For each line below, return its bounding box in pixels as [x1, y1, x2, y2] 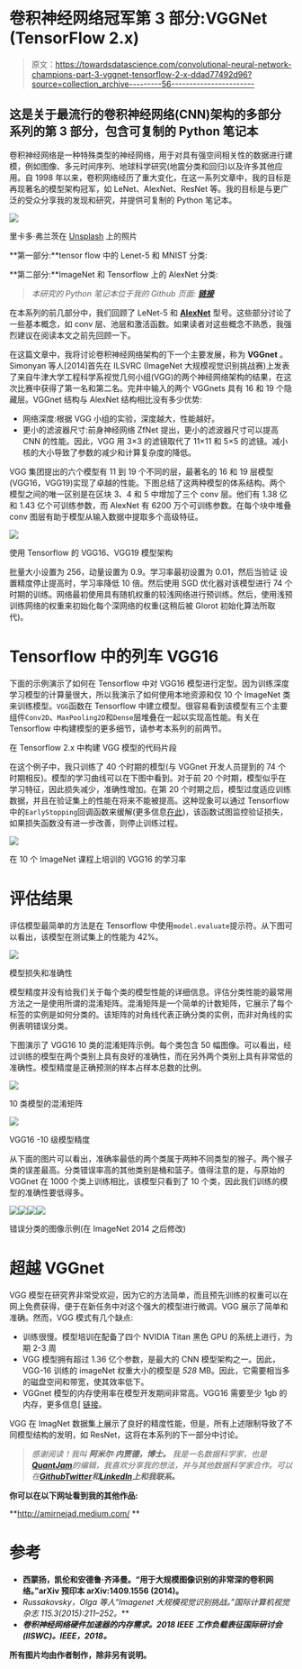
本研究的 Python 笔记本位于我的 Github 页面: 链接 [31, 287, 214, 298]
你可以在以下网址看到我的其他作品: [9, 1490, 138, 1500]
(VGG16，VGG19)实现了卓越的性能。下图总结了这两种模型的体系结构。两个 [9, 477, 286, 488]
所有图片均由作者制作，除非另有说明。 [9, 1649, 151, 1660]
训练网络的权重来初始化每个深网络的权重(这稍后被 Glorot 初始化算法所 [9, 600, 268, 611]
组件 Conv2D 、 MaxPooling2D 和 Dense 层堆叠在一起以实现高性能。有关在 [9, 711, 260, 722]
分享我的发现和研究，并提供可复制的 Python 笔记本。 [40, 195, 237, 205]
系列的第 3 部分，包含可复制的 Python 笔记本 [9, 123, 259, 140]
